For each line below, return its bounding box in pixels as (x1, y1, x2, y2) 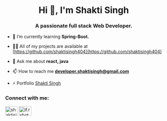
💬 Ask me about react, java (12, 58, 69, 64)
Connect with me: (5, 94, 49, 101)
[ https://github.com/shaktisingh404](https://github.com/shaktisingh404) (12, 48, 162, 54)
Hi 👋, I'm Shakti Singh (38, 4, 129, 16)
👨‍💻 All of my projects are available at (12, 43, 88, 49)
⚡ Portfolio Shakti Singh (12, 80, 61, 86)
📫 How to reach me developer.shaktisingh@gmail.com (12, 68, 130, 74)
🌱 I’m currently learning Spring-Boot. (12, 33, 89, 39)
